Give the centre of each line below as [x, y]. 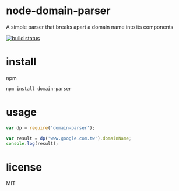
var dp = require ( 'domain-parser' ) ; [50, 128]
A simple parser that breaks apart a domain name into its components [90, 27]
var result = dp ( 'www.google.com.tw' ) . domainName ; [69, 138]
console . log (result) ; [32, 144]
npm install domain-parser [39, 89]
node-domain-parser [58, 11]
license [24, 167]
